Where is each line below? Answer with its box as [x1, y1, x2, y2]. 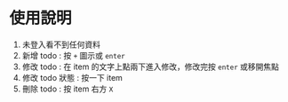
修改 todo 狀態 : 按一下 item [21, 72, 123, 82]
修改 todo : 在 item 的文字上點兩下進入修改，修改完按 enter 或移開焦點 [21, 61, 280, 72]
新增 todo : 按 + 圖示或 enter [21, 50, 126, 60]
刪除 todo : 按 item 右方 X [21, 83, 114, 94]
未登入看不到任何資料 [21, 39, 100, 50]
